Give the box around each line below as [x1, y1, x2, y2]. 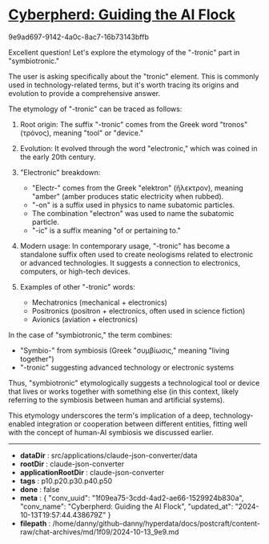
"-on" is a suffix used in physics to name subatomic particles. [31, 200, 235, 210]
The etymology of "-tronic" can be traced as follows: [8, 104, 183, 114]
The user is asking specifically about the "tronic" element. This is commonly [8, 71, 259, 81]
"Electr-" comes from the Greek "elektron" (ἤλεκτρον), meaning [31, 182, 243, 193]
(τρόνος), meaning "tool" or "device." [19, 128, 144, 138]
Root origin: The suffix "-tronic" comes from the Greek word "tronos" [19, 119, 248, 129]
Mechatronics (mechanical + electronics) [31, 298, 168, 307]
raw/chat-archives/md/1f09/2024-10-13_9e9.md [19, 526, 179, 537]
